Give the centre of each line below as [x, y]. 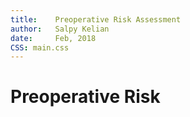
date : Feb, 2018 [53, 38]
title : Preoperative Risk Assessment [96, 19]
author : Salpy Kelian [60, 29]
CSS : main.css [40, 47]
